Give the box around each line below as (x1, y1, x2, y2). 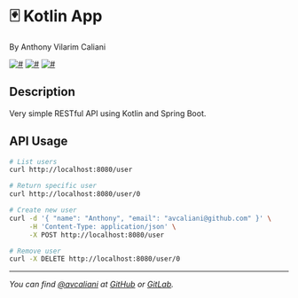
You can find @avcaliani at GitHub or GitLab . (9, 279, 175, 290)
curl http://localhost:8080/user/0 (9, 190, 141, 199)
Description (9, 84, 75, 99)
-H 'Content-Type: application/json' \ (28, 222, 176, 231)
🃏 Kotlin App (9, 6, 103, 27)
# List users (9, 157, 58, 166)
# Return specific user (9, 182, 98, 191)
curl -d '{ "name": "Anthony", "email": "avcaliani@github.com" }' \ (9, 214, 272, 223)
